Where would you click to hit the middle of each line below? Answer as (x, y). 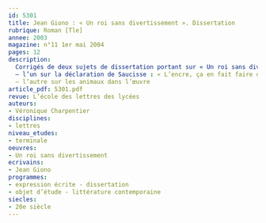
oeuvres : (23, 148)
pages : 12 (25, 52)
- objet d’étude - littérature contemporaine (84, 192)
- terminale (28, 140)
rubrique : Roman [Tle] (46, 30)
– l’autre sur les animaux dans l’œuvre (83, 81)
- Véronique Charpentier (49, 111)
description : (30, 60)
